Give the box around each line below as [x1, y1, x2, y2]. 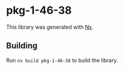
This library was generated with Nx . [6, 23, 94, 31]
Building [6, 41, 38, 51]
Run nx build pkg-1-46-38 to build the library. [6, 56, 118, 63]
